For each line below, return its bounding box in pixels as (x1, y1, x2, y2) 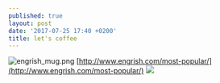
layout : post (8, 19, 52, 27)
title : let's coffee (8, 34, 78, 43)
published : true (8, 11, 63, 20)
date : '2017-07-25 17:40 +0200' (8, 27, 117, 35)
